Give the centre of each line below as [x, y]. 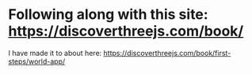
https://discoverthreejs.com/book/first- [167, 53]
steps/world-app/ [37, 61]
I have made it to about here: [55, 53]
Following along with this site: [108, 15]
